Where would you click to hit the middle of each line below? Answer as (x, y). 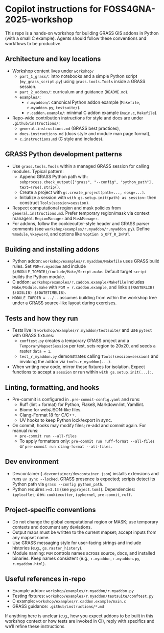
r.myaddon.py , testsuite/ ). (54, 107)
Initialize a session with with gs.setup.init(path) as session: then (88, 197)
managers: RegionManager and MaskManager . (55, 218)
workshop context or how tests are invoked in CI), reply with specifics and (80, 621)
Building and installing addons (52, 249)
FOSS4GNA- (129, 9)
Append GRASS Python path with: (54, 176)
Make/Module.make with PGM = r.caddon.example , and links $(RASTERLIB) (83, 287)
